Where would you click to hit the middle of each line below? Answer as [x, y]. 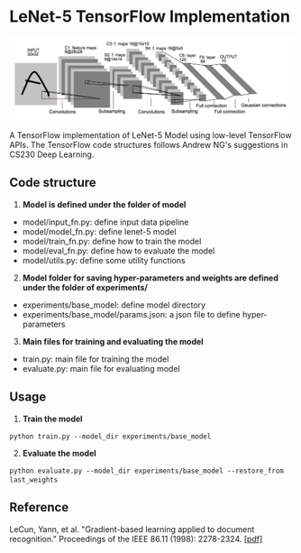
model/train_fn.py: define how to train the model [112, 241]
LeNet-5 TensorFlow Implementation [150, 17]
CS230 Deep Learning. [52, 154]
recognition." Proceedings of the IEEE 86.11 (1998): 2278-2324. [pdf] [136, 539]
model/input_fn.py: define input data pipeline [105, 222]
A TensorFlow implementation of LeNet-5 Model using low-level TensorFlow [150, 135]
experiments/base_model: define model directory [114, 305]
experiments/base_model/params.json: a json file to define [131, 314]
